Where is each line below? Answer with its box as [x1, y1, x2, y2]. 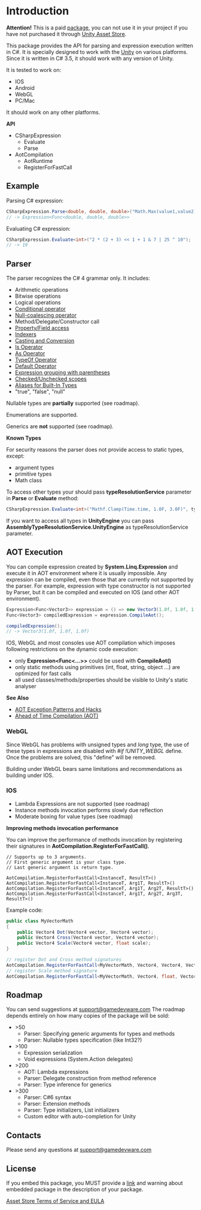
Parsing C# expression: [6, 196, 64, 204]
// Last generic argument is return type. [6, 864, 114, 870]
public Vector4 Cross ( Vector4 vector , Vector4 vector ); [17, 934, 160, 941]
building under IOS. [6, 772, 54, 779]
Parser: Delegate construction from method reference [23, 1075, 157, 1082]
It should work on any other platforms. [6, 108, 100, 116]
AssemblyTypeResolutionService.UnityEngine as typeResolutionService [6, 523, 188, 531]
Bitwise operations [14, 292, 61, 300]
